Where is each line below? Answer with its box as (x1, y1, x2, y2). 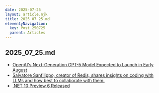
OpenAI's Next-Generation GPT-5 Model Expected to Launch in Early (12, 61, 154, 67)
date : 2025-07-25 (5, 7, 41, 12)
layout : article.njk (5, 12, 48, 17)
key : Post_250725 (9, 26, 46, 31)
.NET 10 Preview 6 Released (12, 83, 70, 89)
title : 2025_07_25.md (5, 16, 50, 21)
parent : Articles (9, 30, 46, 35)
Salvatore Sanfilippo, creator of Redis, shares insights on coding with (12, 72, 154, 78)
